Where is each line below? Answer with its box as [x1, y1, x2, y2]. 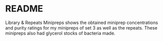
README [5, 3, 43, 14]
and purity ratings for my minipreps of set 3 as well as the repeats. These [5, 24, 157, 30]
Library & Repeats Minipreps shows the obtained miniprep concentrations [5, 19, 158, 25]
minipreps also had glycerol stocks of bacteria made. [5, 30, 116, 36]
